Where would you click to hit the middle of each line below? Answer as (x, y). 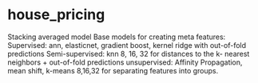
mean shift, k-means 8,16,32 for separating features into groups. (113, 70)
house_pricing (56, 15)
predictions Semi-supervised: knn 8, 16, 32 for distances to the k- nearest (129, 53)
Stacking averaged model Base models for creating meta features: (117, 37)
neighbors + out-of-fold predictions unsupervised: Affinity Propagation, (125, 62)
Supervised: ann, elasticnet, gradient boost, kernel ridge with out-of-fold (127, 45)
